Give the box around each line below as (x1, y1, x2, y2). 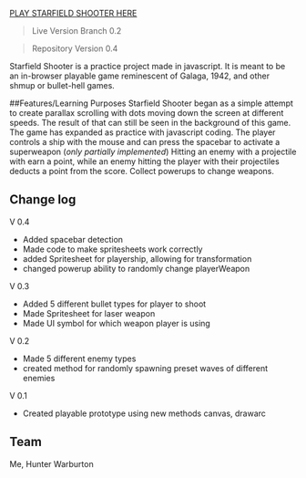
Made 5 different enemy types (22, 353, 137, 364)
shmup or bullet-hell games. (9, 80, 116, 90)
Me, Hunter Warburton (9, 458, 94, 469)
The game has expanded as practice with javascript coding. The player (9, 127, 276, 138)
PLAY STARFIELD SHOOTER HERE (9, 8, 138, 18)
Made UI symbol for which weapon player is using (22, 317, 211, 328)
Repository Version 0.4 (31, 43, 118, 54)
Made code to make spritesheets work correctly (22, 244, 203, 255)
